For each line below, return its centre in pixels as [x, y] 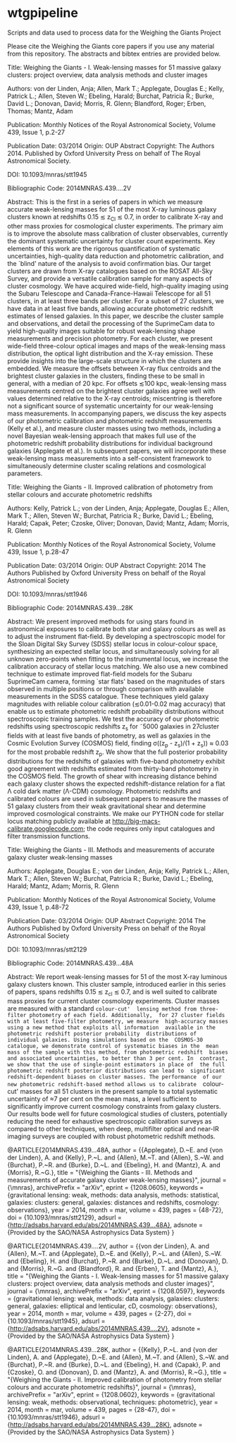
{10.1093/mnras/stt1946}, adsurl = [56, 1417]
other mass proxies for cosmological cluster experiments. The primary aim [115, 226]
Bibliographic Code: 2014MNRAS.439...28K [70, 607]
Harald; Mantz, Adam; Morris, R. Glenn [63, 886]
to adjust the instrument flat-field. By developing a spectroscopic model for [116, 636]
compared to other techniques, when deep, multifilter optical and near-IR [113, 1128]
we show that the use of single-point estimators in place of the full [116, 1064]
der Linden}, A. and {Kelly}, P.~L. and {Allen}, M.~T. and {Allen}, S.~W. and [116, 1157]
